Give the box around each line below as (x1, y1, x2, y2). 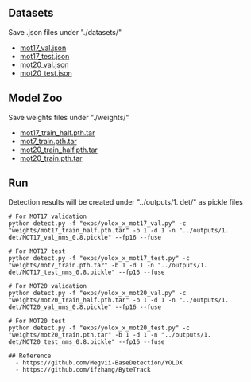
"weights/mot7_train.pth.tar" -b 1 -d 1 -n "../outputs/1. (8, 262, 208, 270)
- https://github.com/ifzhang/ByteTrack (15, 366, 151, 374)
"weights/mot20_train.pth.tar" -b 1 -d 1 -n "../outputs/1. (8, 331, 212, 339)
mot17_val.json (19, 43, 67, 53)
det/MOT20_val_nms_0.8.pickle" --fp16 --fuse (8, 303, 161, 311)
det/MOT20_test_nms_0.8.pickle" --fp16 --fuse (8, 338, 165, 346)
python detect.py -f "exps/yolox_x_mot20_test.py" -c (8, 324, 191, 333)
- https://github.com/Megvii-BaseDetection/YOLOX (15, 359, 183, 367)
